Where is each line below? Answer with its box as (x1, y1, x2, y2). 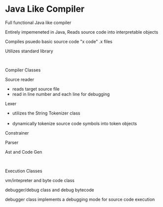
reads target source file (12, 86, 60, 92)
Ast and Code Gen (5, 149, 43, 155)
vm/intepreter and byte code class (5, 177, 75, 183)
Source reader (5, 76, 34, 82)
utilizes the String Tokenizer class (12, 110, 81, 116)
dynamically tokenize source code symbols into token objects (12, 120, 137, 126)
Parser (5, 139, 19, 145)
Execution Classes (5, 168, 43, 174)
